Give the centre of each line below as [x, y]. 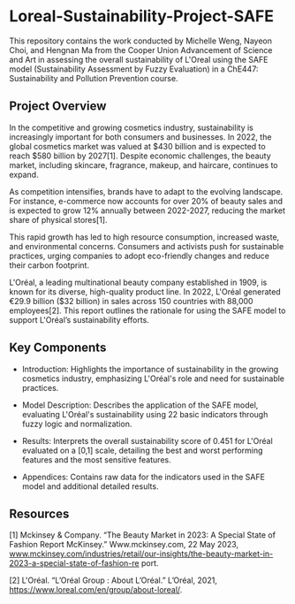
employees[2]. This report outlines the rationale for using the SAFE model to [147, 310]
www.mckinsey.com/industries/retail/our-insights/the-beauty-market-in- [141, 554]
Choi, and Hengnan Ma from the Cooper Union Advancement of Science [141, 50]
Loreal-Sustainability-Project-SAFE [142, 16]
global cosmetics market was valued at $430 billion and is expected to [138, 146]
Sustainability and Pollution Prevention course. [94, 78]
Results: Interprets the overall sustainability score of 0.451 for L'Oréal [147, 440]
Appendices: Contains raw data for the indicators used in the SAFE [143, 477]
